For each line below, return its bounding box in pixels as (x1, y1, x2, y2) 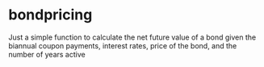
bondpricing (8, 6, 93, 24)
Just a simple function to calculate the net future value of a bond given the (8, 32, 257, 42)
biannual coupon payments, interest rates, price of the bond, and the (8, 40, 237, 50)
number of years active (8, 49, 86, 59)
